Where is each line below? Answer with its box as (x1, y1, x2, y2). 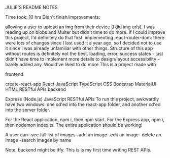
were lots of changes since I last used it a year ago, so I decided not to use (5, 40, 162, 46)
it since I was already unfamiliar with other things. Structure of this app (5, 45, 153, 51)
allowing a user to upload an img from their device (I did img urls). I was (5, 24, 155, 30)
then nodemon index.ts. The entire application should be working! (5, 122, 143, 128)
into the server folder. (5, 107, 51, 113)
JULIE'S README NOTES (5, 5, 58, 10)
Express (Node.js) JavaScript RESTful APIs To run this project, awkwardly (5, 96, 159, 102)
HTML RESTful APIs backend (5, 86, 66, 92)
